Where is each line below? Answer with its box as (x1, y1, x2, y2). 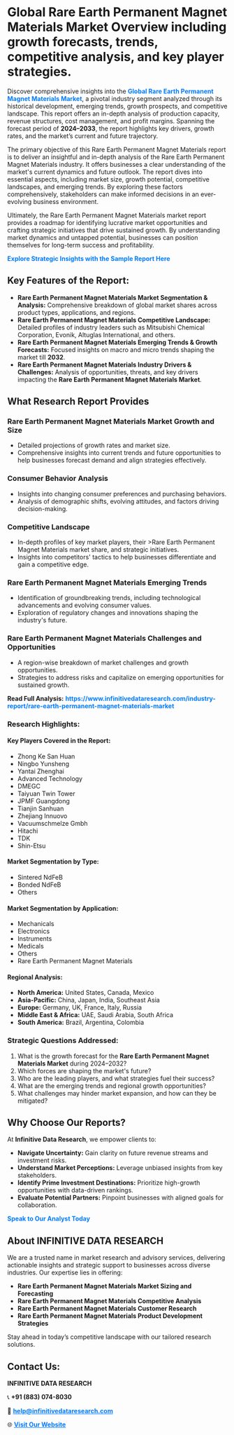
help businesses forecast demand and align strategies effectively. (17, 456, 207, 465)
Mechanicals (17, 920, 54, 928)
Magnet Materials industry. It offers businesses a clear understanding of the (7, 160, 226, 168)
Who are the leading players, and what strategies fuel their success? (17, 1074, 215, 1082)
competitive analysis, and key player (7, 49, 225, 65)
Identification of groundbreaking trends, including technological (17, 594, 201, 602)
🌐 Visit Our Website (7, 1420, 66, 1429)
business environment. (33, 197, 99, 205)
